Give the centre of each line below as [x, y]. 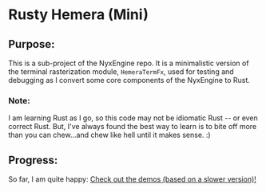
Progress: [33, 160]
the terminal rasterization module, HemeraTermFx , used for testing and [121, 72]
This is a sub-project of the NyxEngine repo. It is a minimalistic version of [129, 63]
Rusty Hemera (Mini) [79, 15]
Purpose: [32, 44]
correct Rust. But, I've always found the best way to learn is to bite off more [133, 127]
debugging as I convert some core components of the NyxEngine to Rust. [129, 80]
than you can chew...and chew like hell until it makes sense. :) [109, 135]
